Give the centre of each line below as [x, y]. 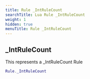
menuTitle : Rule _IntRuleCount [38, 29]
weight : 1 [16, 19]
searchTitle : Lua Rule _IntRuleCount [45, 15]
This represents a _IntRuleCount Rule [44, 62]
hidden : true [19, 24]
